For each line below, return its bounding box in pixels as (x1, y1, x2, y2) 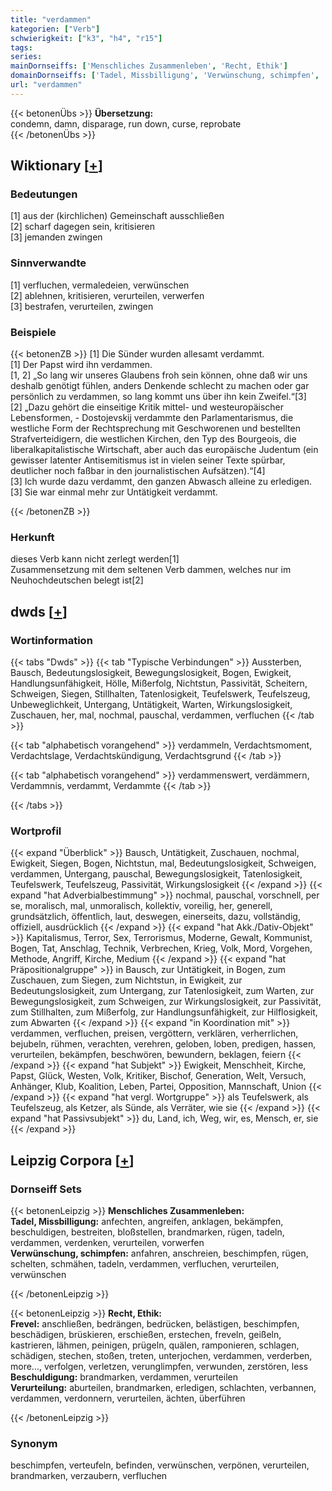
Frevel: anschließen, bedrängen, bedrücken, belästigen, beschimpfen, (10, 1318, 300, 1330)
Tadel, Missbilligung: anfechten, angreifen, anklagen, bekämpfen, (10, 1216, 284, 1227)
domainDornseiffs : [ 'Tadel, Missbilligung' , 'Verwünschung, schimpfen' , (10, 71, 320, 81)
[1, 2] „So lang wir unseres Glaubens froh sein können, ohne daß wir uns (10, 369, 308, 381)
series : (10, 52, 43, 62)
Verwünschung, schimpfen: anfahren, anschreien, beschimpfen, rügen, (10, 1247, 309, 1259)
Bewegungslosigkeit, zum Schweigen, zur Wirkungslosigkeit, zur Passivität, (10, 996, 322, 1008)
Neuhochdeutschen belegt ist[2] (10, 574, 144, 586)
